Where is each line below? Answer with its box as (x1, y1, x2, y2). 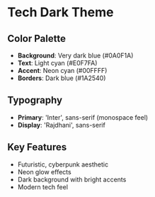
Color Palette (7, 33, 66, 45)
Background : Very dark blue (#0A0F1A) (17, 51, 134, 60)
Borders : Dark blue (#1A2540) (17, 74, 106, 82)
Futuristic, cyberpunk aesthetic (17, 160, 108, 169)
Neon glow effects (17, 167, 72, 176)
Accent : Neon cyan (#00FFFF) (17, 67, 108, 74)
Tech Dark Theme (7, 4, 114, 21)
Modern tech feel (17, 182, 69, 191)
